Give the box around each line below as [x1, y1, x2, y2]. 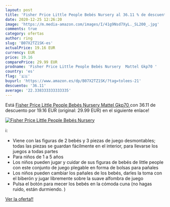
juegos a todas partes [12, 148, 58, 154]
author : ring [5, 36, 33, 41]
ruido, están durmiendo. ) [12, 186, 66, 192]
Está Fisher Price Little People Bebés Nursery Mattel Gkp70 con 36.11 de [5, 102, 156, 108]
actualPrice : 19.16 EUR [5, 45, 56, 50]
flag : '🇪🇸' [5, 74, 30, 79]
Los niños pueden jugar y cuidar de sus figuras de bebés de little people [12, 159, 163, 165]
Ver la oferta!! [5, 196, 34, 202]
